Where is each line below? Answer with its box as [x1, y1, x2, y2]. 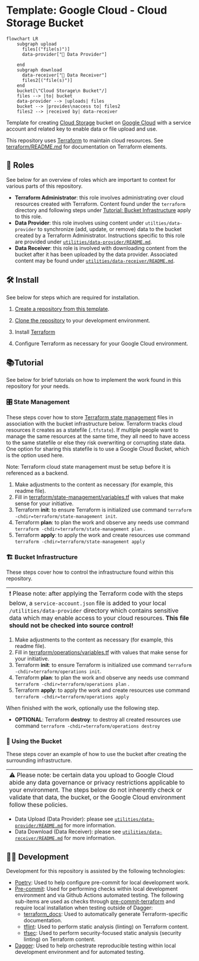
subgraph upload [17, 41, 57, 47]
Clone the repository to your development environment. [14, 317, 150, 324]
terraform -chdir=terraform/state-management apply [14, 539, 145, 545]
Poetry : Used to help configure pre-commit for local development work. [14, 879, 190, 886]
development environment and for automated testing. [14, 949, 145, 956]
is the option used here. [6, 451, 64, 459]
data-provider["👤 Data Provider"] [21, 51, 108, 57]
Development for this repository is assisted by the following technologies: [6, 868, 185, 875]
